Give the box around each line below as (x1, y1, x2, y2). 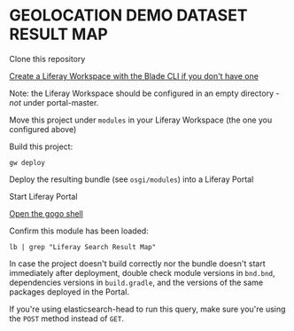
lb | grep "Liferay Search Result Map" (9, 242, 157, 251)
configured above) (9, 123, 77, 134)
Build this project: (9, 141, 73, 152)
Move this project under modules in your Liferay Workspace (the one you (9, 114, 273, 125)
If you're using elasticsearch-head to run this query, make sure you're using (9, 303, 286, 314)
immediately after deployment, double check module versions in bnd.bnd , (9, 267, 276, 278)
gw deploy (9, 158, 46, 167)
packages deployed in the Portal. (9, 286, 130, 297)
